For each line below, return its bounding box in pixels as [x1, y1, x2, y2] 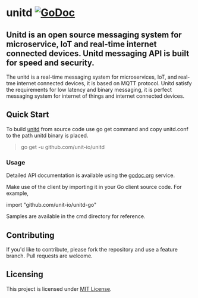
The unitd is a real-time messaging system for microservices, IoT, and [6, 73, 177, 80]
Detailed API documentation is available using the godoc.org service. [6, 172, 175, 179]
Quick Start [6, 110, 49, 120]
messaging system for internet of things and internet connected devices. [6, 92, 185, 100]
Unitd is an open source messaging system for [6, 30, 183, 40]
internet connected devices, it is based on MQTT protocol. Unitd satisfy [17, 80, 192, 86]
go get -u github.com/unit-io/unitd [20, 143, 105, 150]
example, [6, 190, 29, 197]
